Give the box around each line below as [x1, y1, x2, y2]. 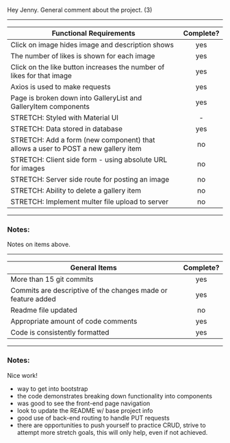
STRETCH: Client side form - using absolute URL [10, 155, 168, 164]
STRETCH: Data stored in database [10, 124, 123, 133]
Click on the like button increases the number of [10, 62, 165, 71]
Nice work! [7, 371, 38, 379]
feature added [10, 294, 56, 304]
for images [10, 164, 45, 173]
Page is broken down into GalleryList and [10, 93, 142, 102]
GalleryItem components [10, 102, 90, 111]
